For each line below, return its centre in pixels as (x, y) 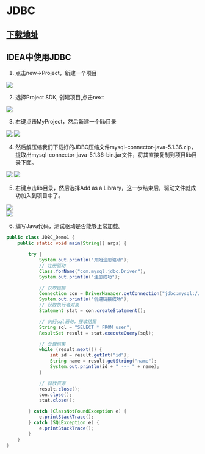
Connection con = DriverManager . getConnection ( (101, 294)
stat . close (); (57, 400)
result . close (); (59, 389)
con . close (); (55, 395)
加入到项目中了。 (42, 196)
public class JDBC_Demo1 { (41, 238)
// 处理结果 (52, 344)
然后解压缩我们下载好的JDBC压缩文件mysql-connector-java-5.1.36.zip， (106, 147)
